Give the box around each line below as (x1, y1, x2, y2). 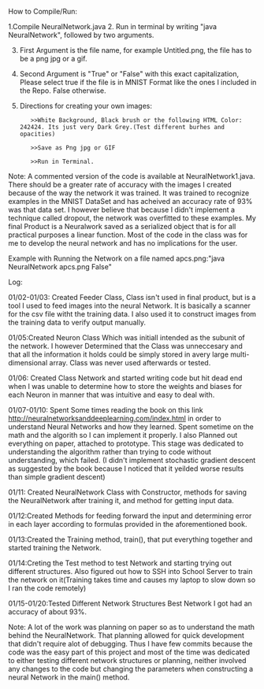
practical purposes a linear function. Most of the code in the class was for (8, 230, 248, 239)
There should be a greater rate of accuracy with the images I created (8, 180, 232, 189)
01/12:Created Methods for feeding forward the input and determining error (8, 511, 252, 520)
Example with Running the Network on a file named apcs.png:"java (8, 254, 225, 263)
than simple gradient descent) (8, 472, 106, 481)
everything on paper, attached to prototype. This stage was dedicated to (8, 439, 244, 448)
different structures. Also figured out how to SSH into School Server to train (8, 567, 254, 576)
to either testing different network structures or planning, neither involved (8, 656, 247, 665)
